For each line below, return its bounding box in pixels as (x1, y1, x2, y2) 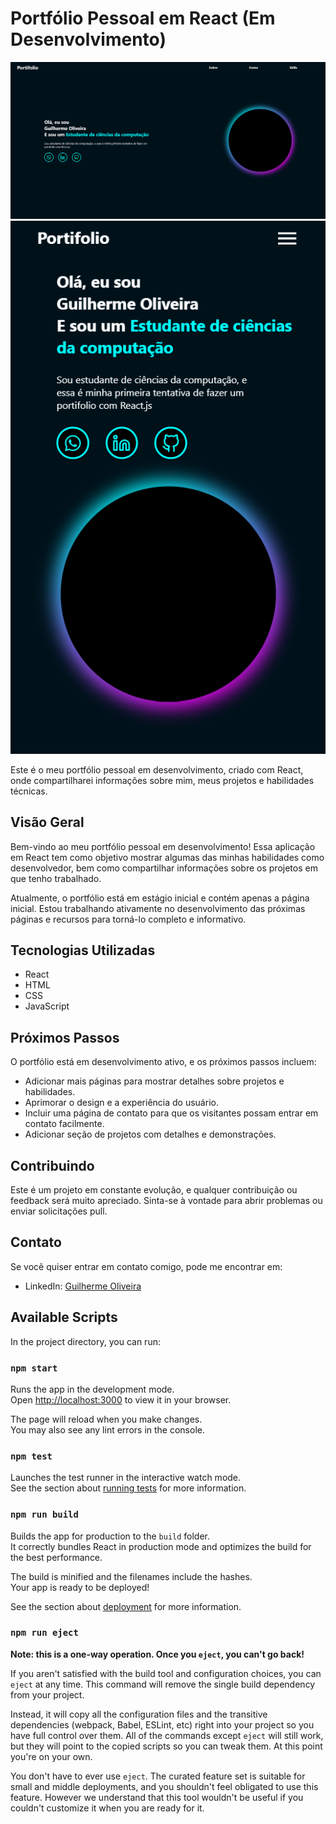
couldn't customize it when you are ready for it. (10, 1802, 205, 1814)
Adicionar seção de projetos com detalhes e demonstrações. (24, 1128, 277, 1141)
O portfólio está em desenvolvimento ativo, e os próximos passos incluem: (10, 1056, 317, 1068)
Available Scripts (10, 1309, 118, 1326)
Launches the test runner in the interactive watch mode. (10, 1472, 242, 1484)
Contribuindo (10, 1157, 95, 1174)
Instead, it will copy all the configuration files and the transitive (10, 1708, 268, 1720)
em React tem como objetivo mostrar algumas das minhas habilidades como (10, 851, 325, 863)
